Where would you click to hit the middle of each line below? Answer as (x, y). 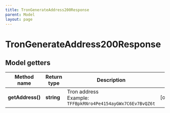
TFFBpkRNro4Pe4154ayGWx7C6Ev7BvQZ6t (111, 104)
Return (54, 77)
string (53, 97)
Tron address (83, 92)
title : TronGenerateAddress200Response (47, 10)
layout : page (19, 19)
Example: (78, 98)
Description (111, 80)
